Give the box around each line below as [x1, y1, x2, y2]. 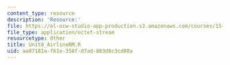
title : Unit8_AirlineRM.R [7, 41, 81, 48]
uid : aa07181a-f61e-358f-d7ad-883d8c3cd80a [7, 48, 133, 55]
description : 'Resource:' [7, 16, 81, 23]
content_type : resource [7, 9, 75, 17]
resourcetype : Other [7, 35, 66, 42]
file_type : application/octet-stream [7, 28, 115, 36]
